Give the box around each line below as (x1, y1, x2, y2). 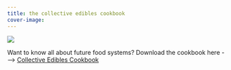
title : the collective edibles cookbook (7, 10, 126, 17)
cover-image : (7, 16, 45, 23)
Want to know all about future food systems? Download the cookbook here (7, 48, 221, 56)
